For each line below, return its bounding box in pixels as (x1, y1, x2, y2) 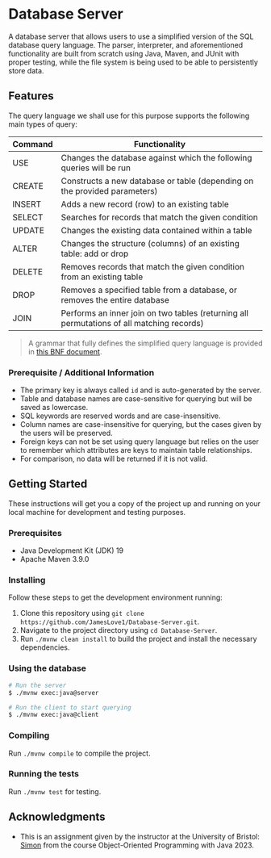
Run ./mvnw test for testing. (8, 786, 102, 796)
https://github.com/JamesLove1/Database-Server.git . (19, 617, 200, 626)
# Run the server (8, 681, 67, 689)
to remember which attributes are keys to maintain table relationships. (19, 446, 252, 455)
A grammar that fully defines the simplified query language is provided (27, 338, 263, 348)
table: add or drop (60, 248, 129, 259)
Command (12, 138, 54, 149)
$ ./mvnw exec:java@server (8, 688, 99, 697)
